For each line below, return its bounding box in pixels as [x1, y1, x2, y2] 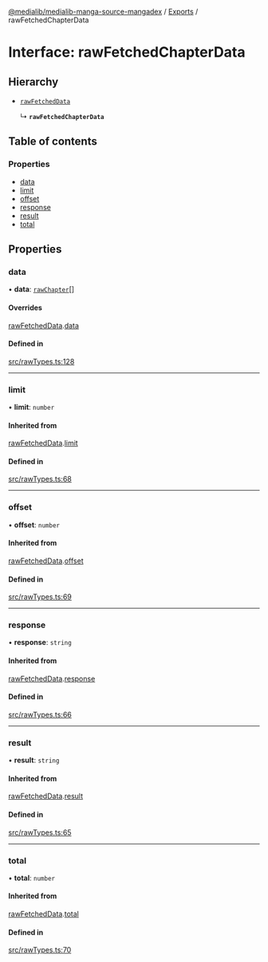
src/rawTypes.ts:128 [8, 356, 75, 366]
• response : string [8, 638, 72, 647]
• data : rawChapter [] [8, 284, 74, 294]
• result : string [8, 755, 60, 765]
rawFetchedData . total [8, 909, 80, 919]
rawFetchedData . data [8, 320, 80, 330]
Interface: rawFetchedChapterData [8, 43, 246, 62]
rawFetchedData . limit [8, 439, 78, 448]
